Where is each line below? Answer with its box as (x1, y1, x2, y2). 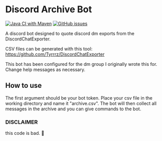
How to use (5, 81, 42, 90)
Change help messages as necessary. (5, 66, 86, 73)
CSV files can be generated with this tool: (5, 45, 93, 52)
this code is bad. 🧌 (5, 130, 44, 136)
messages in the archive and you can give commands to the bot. (5, 106, 142, 112)
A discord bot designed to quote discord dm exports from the (5, 30, 134, 36)
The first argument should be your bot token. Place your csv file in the (5, 95, 153, 101)
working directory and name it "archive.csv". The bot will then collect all (5, 100, 157, 106)
